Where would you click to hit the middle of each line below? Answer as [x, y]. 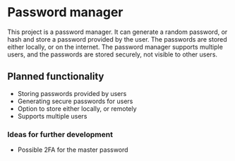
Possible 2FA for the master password [73, 150]
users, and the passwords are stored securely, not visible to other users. [112, 54]
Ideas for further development [60, 134]
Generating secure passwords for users [75, 101]
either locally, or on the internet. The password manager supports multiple [115, 47]
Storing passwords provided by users [72, 93]
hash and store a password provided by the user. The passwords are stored [117, 39]
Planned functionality [56, 77]
